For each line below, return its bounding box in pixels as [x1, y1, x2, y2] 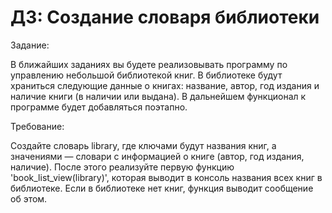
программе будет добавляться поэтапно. [10, 101, 188, 113]
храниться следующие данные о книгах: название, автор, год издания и [10, 79, 320, 91]
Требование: [10, 120, 65, 132]
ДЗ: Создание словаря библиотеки [10, 6, 320, 29]
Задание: [10, 39, 50, 51]
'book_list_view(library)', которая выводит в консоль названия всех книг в [10, 171, 323, 183]
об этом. [10, 192, 48, 205]
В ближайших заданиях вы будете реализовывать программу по [10, 58, 288, 70]
